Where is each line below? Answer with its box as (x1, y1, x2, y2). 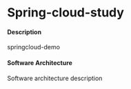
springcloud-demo (7, 43, 61, 51)
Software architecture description (7, 74, 103, 82)
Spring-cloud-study (7, 5, 124, 21)
